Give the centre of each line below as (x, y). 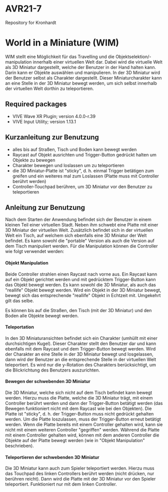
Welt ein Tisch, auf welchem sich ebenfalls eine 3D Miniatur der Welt (76, 235)
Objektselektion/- (133, 56)
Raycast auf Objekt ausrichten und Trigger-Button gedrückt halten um (84, 154)
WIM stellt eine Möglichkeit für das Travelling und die (60, 56)
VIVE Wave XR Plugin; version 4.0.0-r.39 (54, 116)
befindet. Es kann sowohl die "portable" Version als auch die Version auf (80, 241)
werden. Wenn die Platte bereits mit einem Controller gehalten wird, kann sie (84, 424)
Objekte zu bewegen (34, 160)
